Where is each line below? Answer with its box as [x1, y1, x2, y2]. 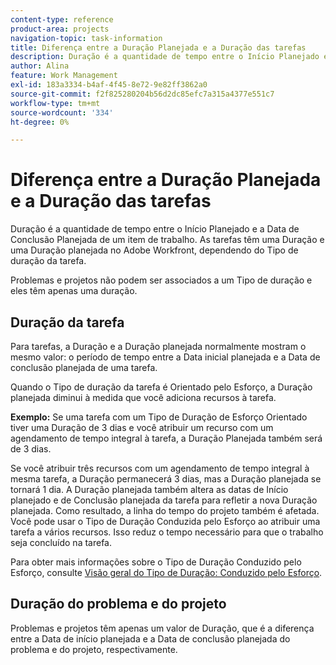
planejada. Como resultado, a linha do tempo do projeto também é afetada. [10, 505, 320, 516]
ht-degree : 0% [10, 117, 70, 127]
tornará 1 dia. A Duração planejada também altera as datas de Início [10, 484, 289, 495]
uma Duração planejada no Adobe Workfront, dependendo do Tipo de [10, 244, 299, 256]
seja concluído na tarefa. [10, 537, 113, 548]
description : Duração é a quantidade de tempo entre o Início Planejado [10, 52, 320, 62]
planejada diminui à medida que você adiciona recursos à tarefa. [10, 392, 277, 403]
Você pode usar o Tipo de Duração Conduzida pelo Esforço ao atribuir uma [10, 516, 321, 527]
